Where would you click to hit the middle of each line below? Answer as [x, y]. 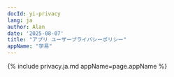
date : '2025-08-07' [36, 33]
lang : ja [20, 20]
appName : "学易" [30, 46]
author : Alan [26, 27]
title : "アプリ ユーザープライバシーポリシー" [67, 40]
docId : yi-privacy [34, 14]
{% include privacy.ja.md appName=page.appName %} [87, 66]
